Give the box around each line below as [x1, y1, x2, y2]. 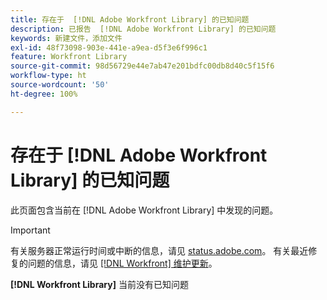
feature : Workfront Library [10, 52, 128, 62]
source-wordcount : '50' [10, 80, 110, 90]
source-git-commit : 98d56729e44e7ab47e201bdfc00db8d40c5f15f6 [10, 61, 275, 71]
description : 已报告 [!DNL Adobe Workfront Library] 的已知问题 [10, 24, 277, 34]
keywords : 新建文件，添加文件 [10, 33, 123, 43]
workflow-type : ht [10, 71, 87, 81]
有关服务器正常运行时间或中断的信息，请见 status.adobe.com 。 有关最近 [10, 244, 309, 256]
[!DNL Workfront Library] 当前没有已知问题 [10, 278, 189, 290]
